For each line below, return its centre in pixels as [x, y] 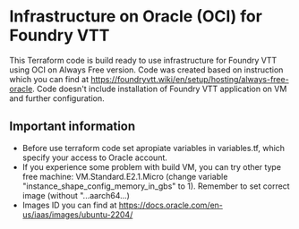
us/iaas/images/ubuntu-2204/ [77, 214]
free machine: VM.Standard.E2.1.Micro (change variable [125, 176]
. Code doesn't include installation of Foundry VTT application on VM [160, 89]
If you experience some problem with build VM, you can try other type [152, 166]
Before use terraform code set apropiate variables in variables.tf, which [153, 148]
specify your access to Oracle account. [95, 157]
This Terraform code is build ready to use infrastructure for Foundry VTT [143, 60]
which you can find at [49, 79]
